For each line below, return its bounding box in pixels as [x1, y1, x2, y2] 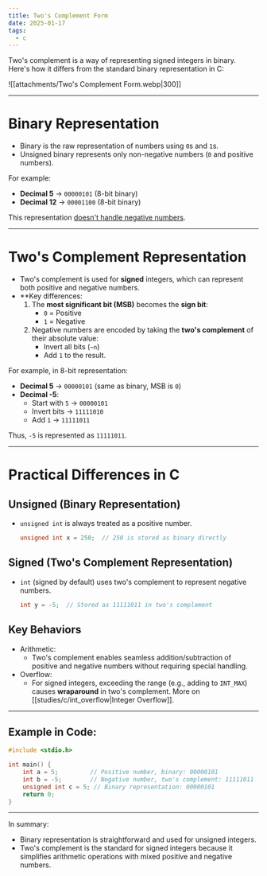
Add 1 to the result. [43, 351, 106, 360]
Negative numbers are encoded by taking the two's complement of [31, 325, 254, 335]
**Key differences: [19, 291, 83, 301]
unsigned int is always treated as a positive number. [19, 519, 192, 528]
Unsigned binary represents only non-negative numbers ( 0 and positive [19, 150, 254, 159]
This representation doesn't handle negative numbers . [8, 212, 186, 223]
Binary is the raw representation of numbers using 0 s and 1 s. [19, 141, 219, 151]
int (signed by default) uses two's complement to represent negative [19, 577, 247, 586]
